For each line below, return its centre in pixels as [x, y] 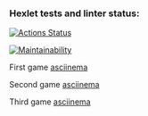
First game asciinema [49, 67]
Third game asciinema [50, 102]
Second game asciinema [54, 85]
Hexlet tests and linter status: [74, 13]
